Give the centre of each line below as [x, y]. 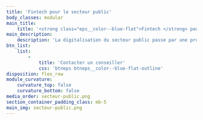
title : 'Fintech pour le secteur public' [59, 12]
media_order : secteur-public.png [48, 96]
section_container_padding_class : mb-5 [56, 102]
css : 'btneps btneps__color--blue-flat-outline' [101, 68]
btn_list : [19, 46]
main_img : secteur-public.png [44, 108]
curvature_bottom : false [48, 91]
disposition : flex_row [35, 74]
